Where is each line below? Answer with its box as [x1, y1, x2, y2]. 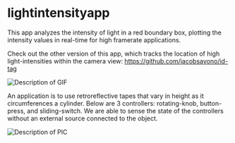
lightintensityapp [7, 5, 110, 21]
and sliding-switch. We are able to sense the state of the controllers [27, 106, 224, 115]
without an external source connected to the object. [7, 114, 158, 123]
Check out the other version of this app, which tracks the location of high [7, 49, 220, 58]
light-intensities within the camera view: [7, 56, 123, 65]
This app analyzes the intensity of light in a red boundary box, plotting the [7, 28, 222, 37]
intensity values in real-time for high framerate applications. [7, 35, 181, 44]
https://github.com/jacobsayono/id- [124, 56, 228, 65]
